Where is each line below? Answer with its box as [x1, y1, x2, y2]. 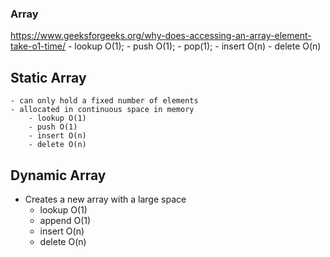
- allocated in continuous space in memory [10, 105, 195, 115]
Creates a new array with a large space [24, 193, 187, 205]
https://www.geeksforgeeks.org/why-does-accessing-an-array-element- [10, 30, 312, 42]
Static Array [10, 69, 87, 86]
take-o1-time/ [10, 40, 66, 52]
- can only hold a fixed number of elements [10, 96, 199, 106]
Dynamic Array [10, 167, 107, 184]
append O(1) [39, 214, 92, 226]
